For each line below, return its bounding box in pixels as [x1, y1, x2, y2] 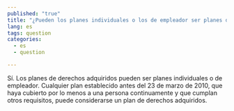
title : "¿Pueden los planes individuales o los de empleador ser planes [7, 17, 223, 24]
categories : [7, 36, 42, 43]
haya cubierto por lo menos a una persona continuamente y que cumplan [7, 88, 218, 97]
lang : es [7, 23, 33, 30]
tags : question [7, 29, 52, 37]
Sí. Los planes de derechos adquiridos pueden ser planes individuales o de [7, 74, 223, 82]
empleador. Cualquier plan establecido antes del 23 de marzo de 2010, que [7, 81, 223, 89]
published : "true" [7, 10, 61, 17]
